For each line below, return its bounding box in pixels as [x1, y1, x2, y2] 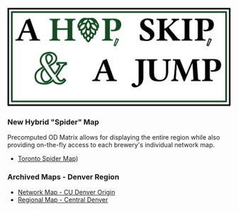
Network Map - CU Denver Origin [17, 188, 115, 197]
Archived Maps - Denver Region [7, 171, 120, 181]
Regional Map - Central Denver [17, 195, 108, 204]
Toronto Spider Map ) [17, 154, 79, 163]
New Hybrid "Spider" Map [7, 117, 99, 127]
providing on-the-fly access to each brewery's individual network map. [7, 140, 215, 149]
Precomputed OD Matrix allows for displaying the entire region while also [7, 132, 220, 142]
